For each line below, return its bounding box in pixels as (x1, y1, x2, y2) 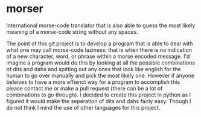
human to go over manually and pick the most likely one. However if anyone (6, 72, 195, 79)
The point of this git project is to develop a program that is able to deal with (6, 40, 193, 47)
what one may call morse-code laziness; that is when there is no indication (6, 46, 192, 53)
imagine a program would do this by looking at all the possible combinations (6, 59, 195, 66)
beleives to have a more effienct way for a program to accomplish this (6, 78, 180, 86)
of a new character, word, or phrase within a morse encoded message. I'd (6, 52, 190, 60)
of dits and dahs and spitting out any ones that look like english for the (6, 65, 181, 72)
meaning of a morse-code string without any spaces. (6, 28, 138, 35)
